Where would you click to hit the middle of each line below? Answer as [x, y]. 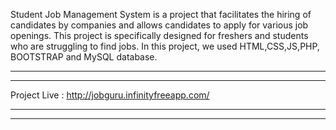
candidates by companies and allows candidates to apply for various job [159, 25]
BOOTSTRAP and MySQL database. [84, 57]
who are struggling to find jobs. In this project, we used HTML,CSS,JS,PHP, [165, 46]
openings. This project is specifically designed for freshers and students [159, 35]
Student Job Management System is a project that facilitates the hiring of [161, 14]
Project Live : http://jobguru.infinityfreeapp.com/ [110, 95]
